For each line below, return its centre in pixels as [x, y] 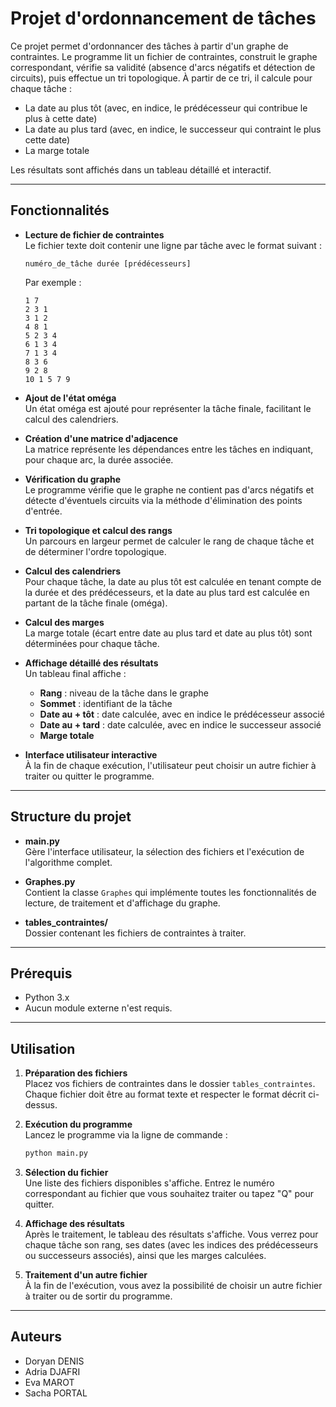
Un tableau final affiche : [75, 673]
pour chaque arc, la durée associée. [99, 459]
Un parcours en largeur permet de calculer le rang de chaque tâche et [169, 541]
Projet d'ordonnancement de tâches [163, 18]
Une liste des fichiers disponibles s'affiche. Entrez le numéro [149, 1183]
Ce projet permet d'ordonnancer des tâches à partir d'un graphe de [149, 46]
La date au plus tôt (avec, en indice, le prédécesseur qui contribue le [166, 108]
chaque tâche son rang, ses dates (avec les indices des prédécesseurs [171, 1245]
